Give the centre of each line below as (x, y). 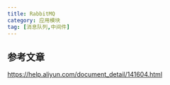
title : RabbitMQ (31, 14)
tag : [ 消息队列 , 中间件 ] (39, 27)
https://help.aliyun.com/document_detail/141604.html (85, 74)
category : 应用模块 (34, 20)
